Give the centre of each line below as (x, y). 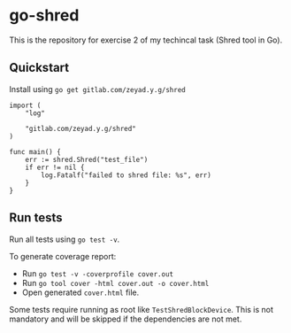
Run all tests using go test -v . (65, 239)
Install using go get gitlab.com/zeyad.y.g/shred (97, 89)
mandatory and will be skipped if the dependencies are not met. (126, 319)
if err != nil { (55, 167)
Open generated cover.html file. (80, 292)
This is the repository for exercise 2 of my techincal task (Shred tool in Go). (146, 40)
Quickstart (39, 68)
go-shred (44, 15)
